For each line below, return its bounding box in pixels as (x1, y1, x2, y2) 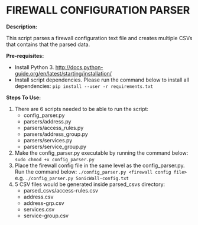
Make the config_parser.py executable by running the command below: (14, 149, 189, 156)
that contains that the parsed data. (6, 41, 90, 48)
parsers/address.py (23, 118, 72, 125)
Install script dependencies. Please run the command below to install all (14, 76, 189, 83)
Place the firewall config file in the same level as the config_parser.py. (14, 162, 185, 169)
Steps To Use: (6, 94, 41, 101)
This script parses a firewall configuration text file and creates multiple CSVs (6, 34, 193, 41)
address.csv (23, 193, 54, 200)
